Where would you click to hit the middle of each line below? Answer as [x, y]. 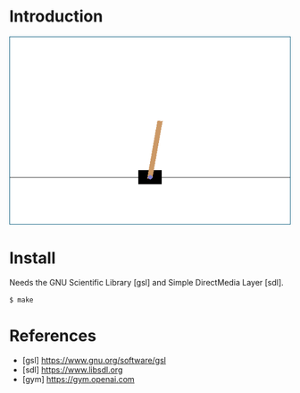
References [53, 335]
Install [33, 258]
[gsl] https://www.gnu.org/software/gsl [94, 361]
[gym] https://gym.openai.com [79, 380]
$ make [21, 300]
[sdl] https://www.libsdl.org [72, 370]
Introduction [56, 17]
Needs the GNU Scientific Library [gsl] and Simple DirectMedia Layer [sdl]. [146, 283]
